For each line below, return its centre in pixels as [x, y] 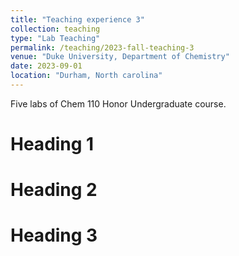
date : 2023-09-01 [46, 66]
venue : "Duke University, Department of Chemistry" [120, 57]
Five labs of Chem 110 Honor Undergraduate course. [118, 103]
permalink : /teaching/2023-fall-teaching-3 [102, 47]
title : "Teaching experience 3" [77, 19]
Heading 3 [54, 235]
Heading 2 [54, 190]
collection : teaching [55, 29]
